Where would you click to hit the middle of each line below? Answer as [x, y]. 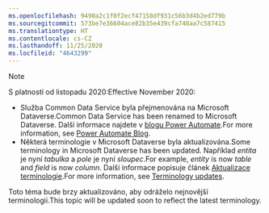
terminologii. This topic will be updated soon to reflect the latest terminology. [135, 200]
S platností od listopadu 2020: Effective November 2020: [102, 92]
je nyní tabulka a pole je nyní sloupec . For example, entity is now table [136, 159]
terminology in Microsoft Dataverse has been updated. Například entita [138, 150]
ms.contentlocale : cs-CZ [50, 38]
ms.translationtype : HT [48, 31]
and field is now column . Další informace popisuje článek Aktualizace [135, 167]
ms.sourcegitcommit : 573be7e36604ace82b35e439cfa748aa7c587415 [117, 23]
